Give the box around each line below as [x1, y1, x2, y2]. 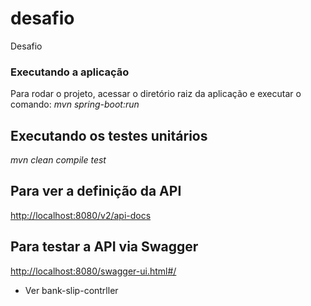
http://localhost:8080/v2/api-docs [10, 209, 152, 221]
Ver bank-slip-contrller [24, 284, 119, 296]
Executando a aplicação [10, 65, 130, 79]
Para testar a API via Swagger [10, 238, 199, 256]
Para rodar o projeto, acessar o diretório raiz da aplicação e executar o [10, 88, 302, 100]
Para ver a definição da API [10, 183, 182, 200]
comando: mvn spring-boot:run [10, 98, 140, 111]
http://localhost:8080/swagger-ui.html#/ [10, 265, 177, 277]
